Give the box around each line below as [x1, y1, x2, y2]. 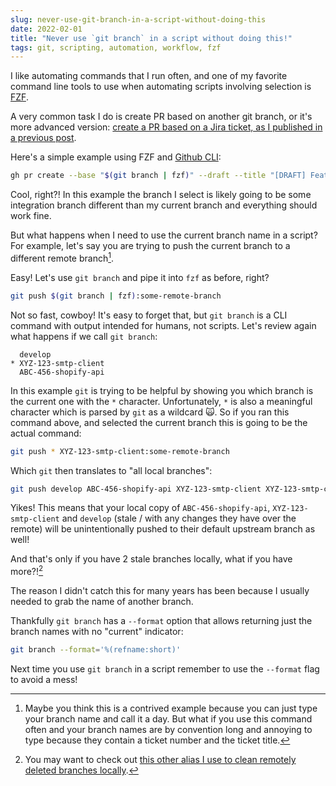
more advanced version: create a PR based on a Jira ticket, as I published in [10, 121, 323, 133]
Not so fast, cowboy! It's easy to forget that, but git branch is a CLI [10, 309, 288, 321]
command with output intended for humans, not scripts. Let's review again [10, 319, 317, 331]
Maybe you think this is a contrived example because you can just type [24, 702, 318, 714]
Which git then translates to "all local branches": [10, 464, 213, 476]
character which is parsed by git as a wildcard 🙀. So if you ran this [10, 406, 290, 418]
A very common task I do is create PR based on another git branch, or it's [10, 111, 313, 123]
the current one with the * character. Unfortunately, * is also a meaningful [10, 395, 313, 407]
